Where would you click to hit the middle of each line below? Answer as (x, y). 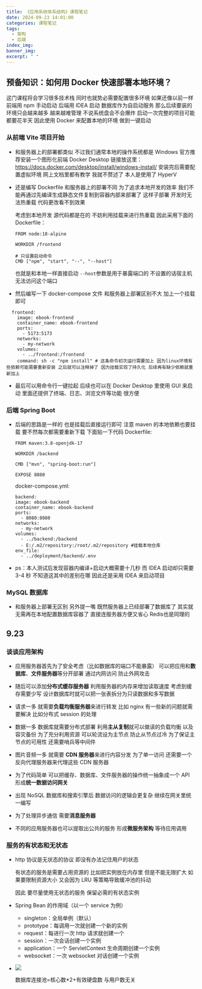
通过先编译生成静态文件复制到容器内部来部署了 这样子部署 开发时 (106, 194)
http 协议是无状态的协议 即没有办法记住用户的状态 (77, 860)
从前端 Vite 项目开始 (35, 138)
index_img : (20, 46)
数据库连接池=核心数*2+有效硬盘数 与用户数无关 (75, 980)
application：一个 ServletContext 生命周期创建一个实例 (92, 948)
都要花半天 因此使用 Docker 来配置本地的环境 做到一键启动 (79, 120)
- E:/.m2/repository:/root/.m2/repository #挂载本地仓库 (91, 546)
